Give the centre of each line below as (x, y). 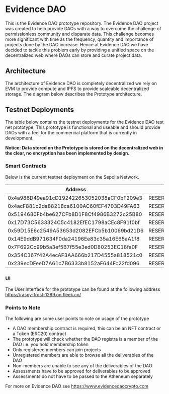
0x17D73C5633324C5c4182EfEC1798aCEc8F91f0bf (74, 222)
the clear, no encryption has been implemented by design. (67, 153)
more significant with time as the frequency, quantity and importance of (79, 39)
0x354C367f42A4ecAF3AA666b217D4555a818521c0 (75, 255)
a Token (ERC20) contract (39, 334)
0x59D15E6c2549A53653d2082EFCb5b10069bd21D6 (76, 230)
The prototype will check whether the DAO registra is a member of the (85, 339)
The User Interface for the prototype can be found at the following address (83, 289)
